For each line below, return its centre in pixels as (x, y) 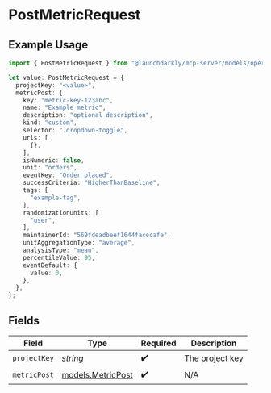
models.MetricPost (97, 375)
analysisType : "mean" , (61, 250)
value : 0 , (46, 273)
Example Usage (48, 45)
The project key (214, 358)
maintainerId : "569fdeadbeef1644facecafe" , (97, 236)
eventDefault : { (50, 265)
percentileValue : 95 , (59, 257)
